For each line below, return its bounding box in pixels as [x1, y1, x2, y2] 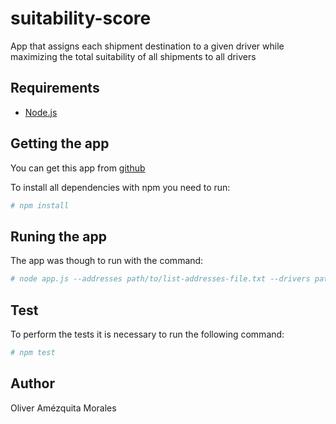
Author [10, 375, 55, 392]
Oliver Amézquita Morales [10, 402, 117, 414]
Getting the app [10, 135, 110, 152]
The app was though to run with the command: [10, 255, 204, 267]
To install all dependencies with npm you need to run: [10, 181, 231, 193]
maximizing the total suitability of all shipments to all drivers [10, 50, 257, 62]
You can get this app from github [10, 162, 146, 174]
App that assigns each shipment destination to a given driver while [10, 40, 285, 52]
